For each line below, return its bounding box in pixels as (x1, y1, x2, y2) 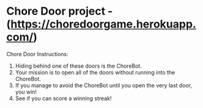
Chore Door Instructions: (6, 50, 68, 57)
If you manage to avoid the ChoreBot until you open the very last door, (15, 81, 193, 89)
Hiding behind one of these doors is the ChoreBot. (15, 62, 142, 70)
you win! (15, 88, 37, 95)
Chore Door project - (6, 4, 113, 18)
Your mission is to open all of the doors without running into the (15, 68, 175, 76)
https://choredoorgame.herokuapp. (10, 17, 197, 31)
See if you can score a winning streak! (15, 95, 112, 102)
